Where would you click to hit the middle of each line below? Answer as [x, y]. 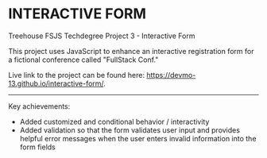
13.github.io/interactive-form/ [56, 83]
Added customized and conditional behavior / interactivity [114, 121]
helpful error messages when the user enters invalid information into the [138, 138]
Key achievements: [39, 106]
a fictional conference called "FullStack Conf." [83, 60]
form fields [37, 147]
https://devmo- [171, 75]
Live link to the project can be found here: [77, 75]
